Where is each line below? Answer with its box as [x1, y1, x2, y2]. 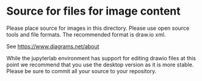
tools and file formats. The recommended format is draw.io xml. [6, 30, 166, 38]
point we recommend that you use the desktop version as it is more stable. [6, 61, 194, 68]
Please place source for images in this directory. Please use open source [6, 24, 190, 32]
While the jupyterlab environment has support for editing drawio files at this [6, 54, 197, 62]
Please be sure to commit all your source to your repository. [6, 67, 157, 74]
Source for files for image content [6, 4, 181, 18]
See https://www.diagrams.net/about [6, 43, 99, 50]
